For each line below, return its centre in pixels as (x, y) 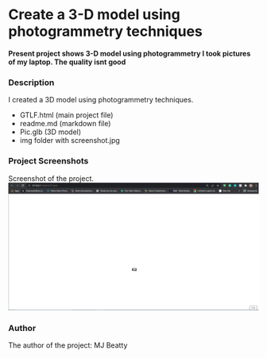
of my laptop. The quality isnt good (67, 62)
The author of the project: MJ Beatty (68, 345)
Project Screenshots (48, 161)
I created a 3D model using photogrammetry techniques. (101, 100)
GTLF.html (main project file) (66, 115)
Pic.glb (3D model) (50, 132)
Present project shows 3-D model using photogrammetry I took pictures (130, 53)
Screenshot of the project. (51, 178)
